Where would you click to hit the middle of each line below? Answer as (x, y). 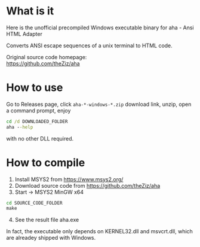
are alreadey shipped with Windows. (51, 238)
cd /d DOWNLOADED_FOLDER (37, 121)
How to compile (46, 162)
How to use (35, 88)
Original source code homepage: (47, 57)
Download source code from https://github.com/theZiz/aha (87, 185)
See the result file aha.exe (47, 220)
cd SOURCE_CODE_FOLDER (34, 203)
